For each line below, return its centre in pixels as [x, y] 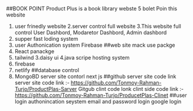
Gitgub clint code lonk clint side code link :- [131, 89]
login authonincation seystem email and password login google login [98, 102]
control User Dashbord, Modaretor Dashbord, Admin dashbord [91, 32]
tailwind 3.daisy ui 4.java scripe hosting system [72, 58]
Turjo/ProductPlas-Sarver [46, 89]
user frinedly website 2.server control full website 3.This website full [98, 26]
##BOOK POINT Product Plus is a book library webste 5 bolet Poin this [92, 9]
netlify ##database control [47, 70]
